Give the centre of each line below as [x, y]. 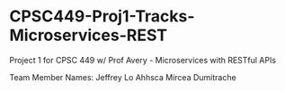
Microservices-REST [89, 35]
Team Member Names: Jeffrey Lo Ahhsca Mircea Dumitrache [123, 77]
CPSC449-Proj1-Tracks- [102, 17]
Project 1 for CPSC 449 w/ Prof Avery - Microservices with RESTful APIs [143, 60]
